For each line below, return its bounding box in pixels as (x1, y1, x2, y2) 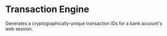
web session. (5, 25, 33, 31)
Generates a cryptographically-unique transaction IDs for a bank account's (5, 20, 162, 26)
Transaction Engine (5, 4, 90, 15)
